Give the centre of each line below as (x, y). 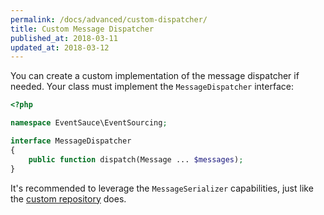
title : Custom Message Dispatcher (82, 29)
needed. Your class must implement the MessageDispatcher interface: (152, 87)
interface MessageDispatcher (71, 141)
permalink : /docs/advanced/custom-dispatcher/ (109, 19)
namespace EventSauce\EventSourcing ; (89, 123)
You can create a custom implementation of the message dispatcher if (155, 76)
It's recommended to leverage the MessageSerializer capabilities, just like (162, 188)
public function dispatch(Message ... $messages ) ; (136, 159)
